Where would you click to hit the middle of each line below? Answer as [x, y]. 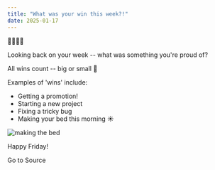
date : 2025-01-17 [33, 21]
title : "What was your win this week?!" [68, 14]
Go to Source [27, 160]
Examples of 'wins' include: [48, 82]
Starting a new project [50, 103]
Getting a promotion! [48, 96]
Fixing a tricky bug [45, 111]
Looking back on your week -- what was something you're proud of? [107, 55]
